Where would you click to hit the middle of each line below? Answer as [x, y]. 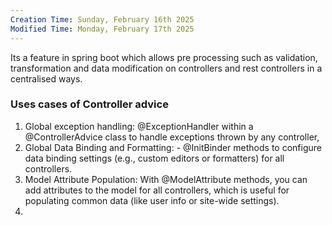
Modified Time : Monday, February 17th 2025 [102, 29]
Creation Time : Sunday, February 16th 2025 [102, 19]
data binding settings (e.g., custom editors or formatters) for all [154, 158]
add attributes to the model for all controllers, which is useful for [157, 190]
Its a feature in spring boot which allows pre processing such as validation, [164, 57]
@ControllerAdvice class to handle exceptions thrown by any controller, [172, 137]
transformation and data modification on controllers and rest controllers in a [166, 68]
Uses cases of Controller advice [89, 104]
